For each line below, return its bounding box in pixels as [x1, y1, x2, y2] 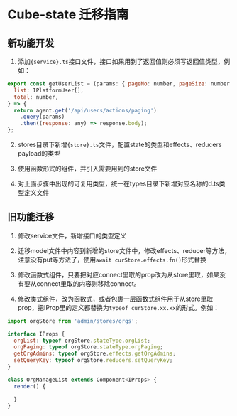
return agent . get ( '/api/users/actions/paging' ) [13, 107, 158, 114]
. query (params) [20, 113, 65, 121]
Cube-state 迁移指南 [7, 6, 129, 23]
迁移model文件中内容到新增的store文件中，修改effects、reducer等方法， [17, 246, 231, 255]
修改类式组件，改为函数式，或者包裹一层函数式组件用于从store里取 [17, 294, 214, 303]
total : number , [13, 93, 59, 100]
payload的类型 [17, 149, 60, 157]
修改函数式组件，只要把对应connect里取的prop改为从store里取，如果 [17, 270, 220, 279]
